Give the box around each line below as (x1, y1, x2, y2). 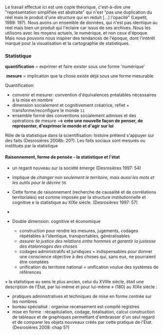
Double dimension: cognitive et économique (12, 218, 101, 224)
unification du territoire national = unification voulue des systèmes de (19, 264, 159, 270)
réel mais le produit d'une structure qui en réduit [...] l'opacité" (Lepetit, (5, 15, 148, 20)
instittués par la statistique (5, 143, 58, 149)
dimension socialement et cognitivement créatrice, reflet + (12, 102, 130, 108)
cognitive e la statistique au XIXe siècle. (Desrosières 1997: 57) (12, 199, 138, 205)
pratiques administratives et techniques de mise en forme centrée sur (12, 293, 152, 299)
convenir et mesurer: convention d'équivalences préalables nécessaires (12, 92, 157, 98)
